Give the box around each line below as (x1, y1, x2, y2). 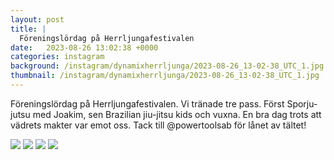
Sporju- (286, 97, 318, 110)
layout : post (10, 14, 65, 25)
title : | (10, 24, 47, 34)
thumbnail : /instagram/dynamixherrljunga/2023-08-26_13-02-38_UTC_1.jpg (10, 71, 320, 81)
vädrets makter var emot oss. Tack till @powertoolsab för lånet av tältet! (10, 119, 307, 131)
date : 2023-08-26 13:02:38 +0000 (10, 42, 159, 53)
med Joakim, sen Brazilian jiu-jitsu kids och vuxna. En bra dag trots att (32, 108, 322, 120)
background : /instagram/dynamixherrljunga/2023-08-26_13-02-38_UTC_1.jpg (10, 61, 325, 71)
